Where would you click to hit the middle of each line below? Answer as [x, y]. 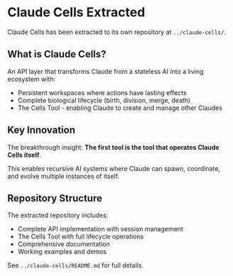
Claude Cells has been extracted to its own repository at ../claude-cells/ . [116, 32]
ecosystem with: [31, 79]
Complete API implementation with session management [100, 229]
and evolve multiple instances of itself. [63, 176]
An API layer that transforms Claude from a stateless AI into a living [105, 71]
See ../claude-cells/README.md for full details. [76, 265]
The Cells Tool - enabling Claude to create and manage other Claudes [120, 108]
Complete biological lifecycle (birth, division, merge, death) [104, 100]
